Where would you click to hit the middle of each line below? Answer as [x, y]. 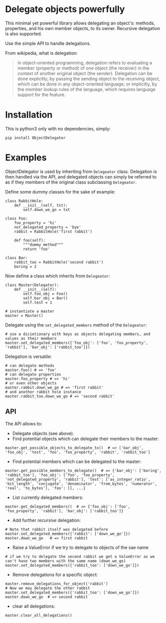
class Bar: [16, 258]
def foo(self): [30, 240]
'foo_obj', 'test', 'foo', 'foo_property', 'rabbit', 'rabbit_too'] [78, 452]
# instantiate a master [30, 311]
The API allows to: [24, 423]
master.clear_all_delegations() [39, 615]
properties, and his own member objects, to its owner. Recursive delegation [83, 28]
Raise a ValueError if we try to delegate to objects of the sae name [80, 547]
